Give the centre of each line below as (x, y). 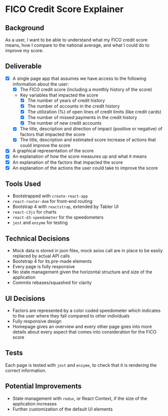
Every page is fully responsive (44, 267)
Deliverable (23, 66)
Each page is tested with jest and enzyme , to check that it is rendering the (81, 365)
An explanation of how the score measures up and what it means (79, 156)
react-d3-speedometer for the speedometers (58, 218)
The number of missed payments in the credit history (82, 118)
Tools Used (23, 184)
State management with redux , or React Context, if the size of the (80, 398)
